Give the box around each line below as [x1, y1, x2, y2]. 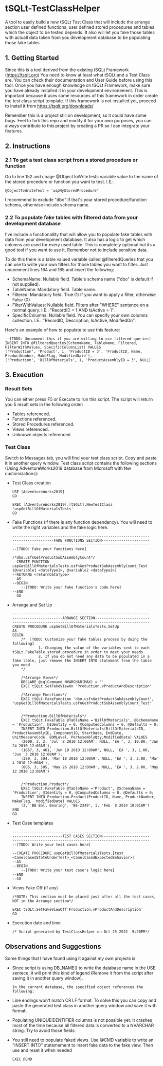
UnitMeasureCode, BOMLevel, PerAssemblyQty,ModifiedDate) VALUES [12, 735, 147, 740]
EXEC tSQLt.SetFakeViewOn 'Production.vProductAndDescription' [21, 683, 152, 689]
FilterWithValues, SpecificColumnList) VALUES [5, 345, 101, 349]
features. [5, 128, 23, 134]
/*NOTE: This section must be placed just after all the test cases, [12, 894, 157, 899]
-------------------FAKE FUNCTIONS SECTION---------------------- [12, 538, 150, 543]
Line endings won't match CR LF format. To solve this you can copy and [12, 997, 157, 1003]
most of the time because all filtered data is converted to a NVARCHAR [12, 1022, 154, 1028]
